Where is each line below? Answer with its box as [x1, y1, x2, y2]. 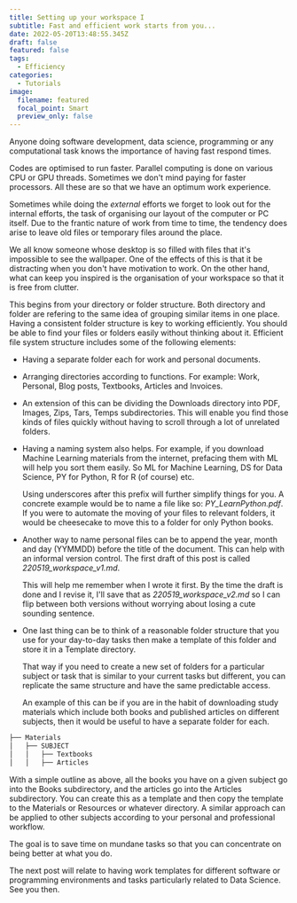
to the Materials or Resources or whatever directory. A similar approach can [9, 802, 285, 813]
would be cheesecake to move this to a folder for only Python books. [21, 517, 274, 528]
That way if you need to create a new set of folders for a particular [21, 662, 265, 672]
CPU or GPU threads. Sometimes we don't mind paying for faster [9, 172, 246, 183]
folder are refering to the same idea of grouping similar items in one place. [9, 309, 281, 319]
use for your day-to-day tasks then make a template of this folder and [21, 635, 277, 646]
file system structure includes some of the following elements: [9, 337, 237, 348]
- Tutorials [17, 79, 62, 88]
